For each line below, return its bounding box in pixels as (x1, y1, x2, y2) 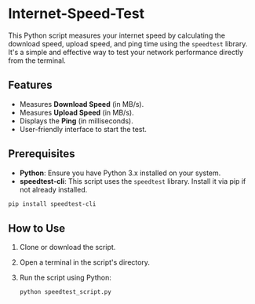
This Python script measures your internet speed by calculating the (8, 31, 226, 40)
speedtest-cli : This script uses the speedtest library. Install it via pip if (19, 176, 246, 185)
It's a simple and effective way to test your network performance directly (8, 47, 244, 57)
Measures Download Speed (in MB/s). (19, 99, 144, 108)
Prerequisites (8, 147, 75, 161)
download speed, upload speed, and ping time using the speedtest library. (8, 38, 248, 48)
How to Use (8, 222, 66, 235)
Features (8, 79, 53, 92)
